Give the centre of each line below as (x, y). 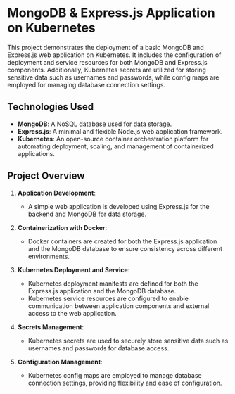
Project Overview (46, 176)
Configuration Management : (60, 362)
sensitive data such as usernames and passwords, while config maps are (113, 77)
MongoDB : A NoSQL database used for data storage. (95, 124)
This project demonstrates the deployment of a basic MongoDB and (106, 47)
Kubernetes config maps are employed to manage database (115, 375)
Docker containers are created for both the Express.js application (122, 241)
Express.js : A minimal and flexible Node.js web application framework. (120, 131)
